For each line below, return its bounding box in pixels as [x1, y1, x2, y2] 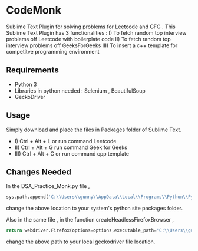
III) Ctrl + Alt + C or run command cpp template [14, 150, 130, 157]
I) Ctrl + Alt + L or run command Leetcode [14, 137, 117, 144]
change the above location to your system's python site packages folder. [6, 204, 183, 212]
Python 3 [14, 81, 37, 88]
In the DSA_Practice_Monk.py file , [6, 183, 90, 190]
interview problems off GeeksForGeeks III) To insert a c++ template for [6, 42, 178, 49]
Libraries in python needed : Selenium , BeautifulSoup [14, 87, 146, 94]
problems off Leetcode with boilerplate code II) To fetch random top [6, 35, 171, 42]
